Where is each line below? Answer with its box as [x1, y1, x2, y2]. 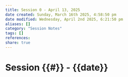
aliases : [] [5, 21, 30, 27]
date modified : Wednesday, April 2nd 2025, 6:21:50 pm [5, 17, 123, 22]
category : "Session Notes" [5, 26, 62, 31]
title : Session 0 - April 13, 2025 [5, 7, 80, 13]
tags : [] [5, 31, 24, 36]
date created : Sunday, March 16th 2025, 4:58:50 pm [5, 12, 116, 17]
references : [5, 36, 30, 41]
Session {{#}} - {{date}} [5, 61, 108, 73]
